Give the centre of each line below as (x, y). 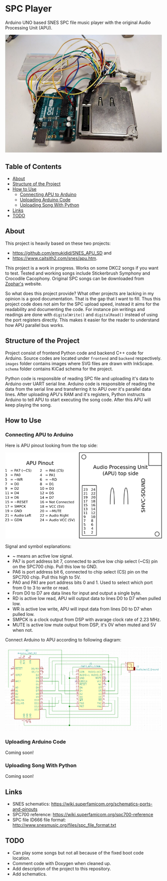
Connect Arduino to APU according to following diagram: (63, 640)
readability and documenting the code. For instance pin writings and (75, 309)
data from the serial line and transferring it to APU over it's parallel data (78, 389)
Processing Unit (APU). (29, 27)
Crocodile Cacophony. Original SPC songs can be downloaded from (75, 278)
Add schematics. (30, 874)
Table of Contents (34, 167)
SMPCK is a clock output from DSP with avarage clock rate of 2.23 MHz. (87, 620)
